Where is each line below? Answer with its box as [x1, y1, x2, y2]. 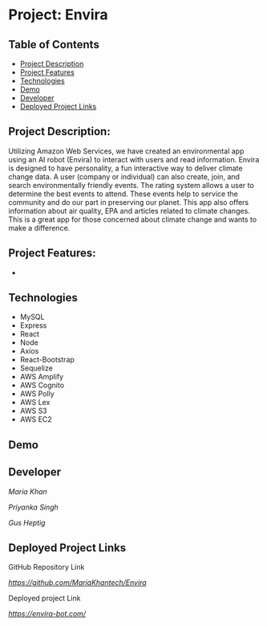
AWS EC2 [19, 415, 52, 424]
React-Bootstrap [19, 355, 75, 365]
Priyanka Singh [8, 502, 59, 512]
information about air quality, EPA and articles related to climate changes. [8, 206, 250, 215]
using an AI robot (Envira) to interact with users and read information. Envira [8, 154, 260, 164]
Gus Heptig [8, 518, 46, 527]
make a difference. [8, 223, 71, 232]
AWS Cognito [19, 380, 65, 391]
